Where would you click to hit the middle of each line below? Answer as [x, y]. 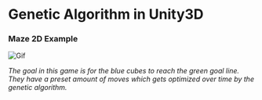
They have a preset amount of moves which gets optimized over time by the [131, 79]
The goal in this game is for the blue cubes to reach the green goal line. [124, 71]
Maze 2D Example [43, 39]
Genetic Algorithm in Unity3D [106, 14]
